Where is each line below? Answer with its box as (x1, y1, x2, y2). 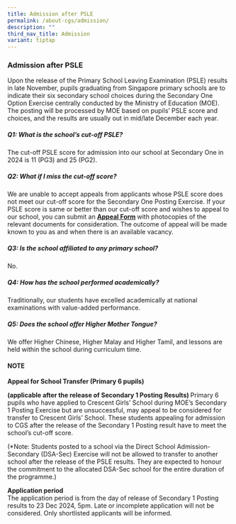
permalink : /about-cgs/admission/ (7, 17, 110, 24)
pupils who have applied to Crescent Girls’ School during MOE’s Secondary (7, 398, 227, 407)
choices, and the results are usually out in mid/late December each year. (7, 114, 218, 123)
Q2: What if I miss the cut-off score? (7, 172, 117, 180)
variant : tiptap (7, 37, 55, 44)
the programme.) (7, 473, 57, 481)
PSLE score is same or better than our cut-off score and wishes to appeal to (7, 205, 229, 214)
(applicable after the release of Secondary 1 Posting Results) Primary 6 (7, 391, 219, 400)
